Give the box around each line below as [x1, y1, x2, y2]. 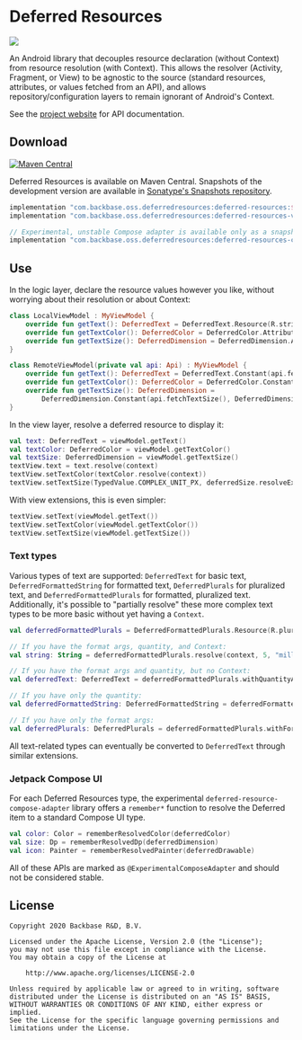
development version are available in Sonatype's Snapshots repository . [9, 185, 272, 196]
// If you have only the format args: [9, 716, 155, 724]
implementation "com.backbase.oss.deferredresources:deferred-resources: [9, 202, 292, 212]
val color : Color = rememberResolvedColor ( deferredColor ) [9, 830, 231, 839]
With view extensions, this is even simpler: [9, 494, 166, 505]
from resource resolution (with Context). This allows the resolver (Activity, [9, 62, 283, 73]
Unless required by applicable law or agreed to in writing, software [9, 984, 280, 994]
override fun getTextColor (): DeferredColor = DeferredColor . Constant [25, 378, 296, 387]
